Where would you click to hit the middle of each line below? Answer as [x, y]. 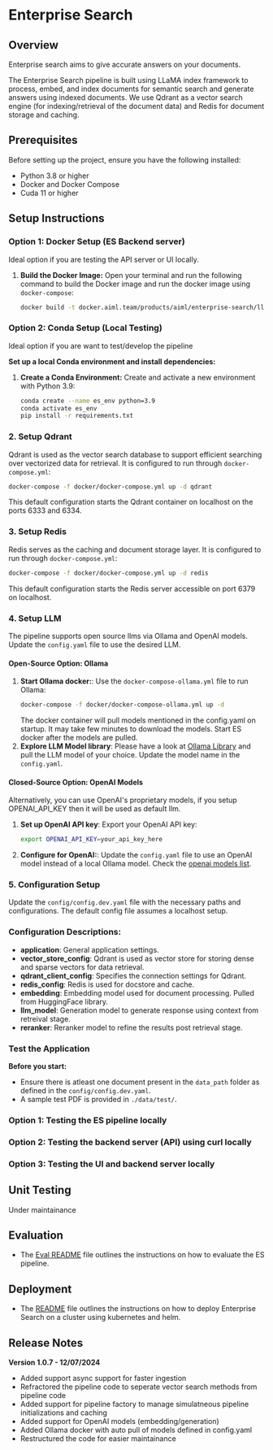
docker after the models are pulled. [79, 738]
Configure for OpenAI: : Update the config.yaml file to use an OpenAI [136, 855]
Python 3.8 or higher [54, 176]
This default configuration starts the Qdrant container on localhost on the [131, 502]
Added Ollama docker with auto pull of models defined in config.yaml [136, 1430]
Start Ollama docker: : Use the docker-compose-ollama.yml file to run [134, 681]
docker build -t [48, 307]
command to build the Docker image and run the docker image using [135, 284]
